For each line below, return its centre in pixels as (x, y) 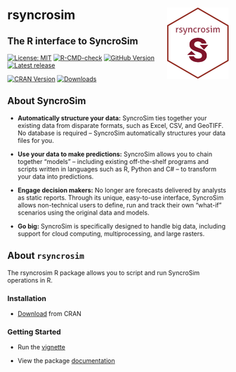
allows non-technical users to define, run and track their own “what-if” (119, 205)
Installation (27, 298)
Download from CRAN (50, 314)
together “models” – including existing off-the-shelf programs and (113, 161)
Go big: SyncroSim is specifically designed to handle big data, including (122, 226)
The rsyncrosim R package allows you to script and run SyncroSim (104, 272)
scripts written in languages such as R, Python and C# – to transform (117, 169)
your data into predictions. (55, 177)
